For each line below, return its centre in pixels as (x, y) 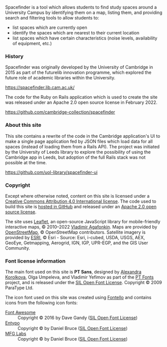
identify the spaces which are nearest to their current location (76, 33)
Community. (18, 248)
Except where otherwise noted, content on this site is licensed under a (77, 196)
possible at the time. (26, 162)
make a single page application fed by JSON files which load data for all (79, 141)
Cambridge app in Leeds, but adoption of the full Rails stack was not (76, 157)
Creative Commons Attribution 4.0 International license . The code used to (81, 201)
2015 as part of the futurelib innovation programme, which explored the (78, 72)
